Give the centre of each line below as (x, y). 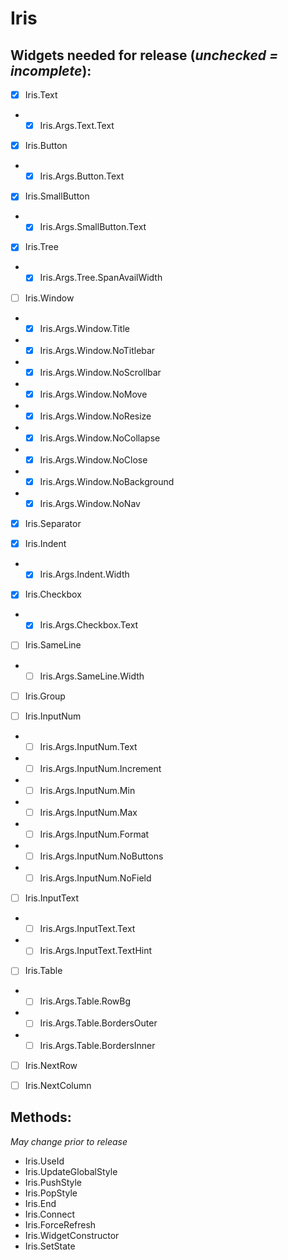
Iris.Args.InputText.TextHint (96, 951)
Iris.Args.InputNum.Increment (100, 768)
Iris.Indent (45, 544)
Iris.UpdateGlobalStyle (71, 1171)
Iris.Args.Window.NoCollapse (100, 438)
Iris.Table (43, 971)
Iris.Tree (41, 247)
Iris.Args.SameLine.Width (92, 676)
